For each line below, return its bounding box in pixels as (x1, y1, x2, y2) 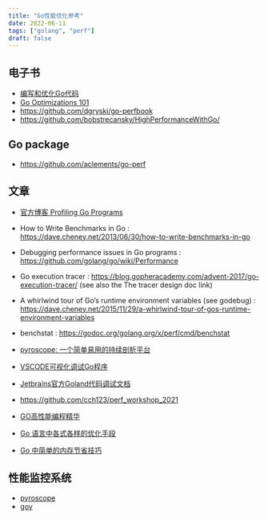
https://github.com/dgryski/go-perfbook (19, 106, 154, 116)
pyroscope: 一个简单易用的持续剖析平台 (19, 344, 150, 354)
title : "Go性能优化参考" (8, 11, 84, 20)
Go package (8, 138, 70, 152)
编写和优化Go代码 (19, 89, 79, 99)
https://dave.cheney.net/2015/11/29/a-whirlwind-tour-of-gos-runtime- (19, 304, 251, 314)
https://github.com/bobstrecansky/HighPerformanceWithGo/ (19, 115, 220, 124)
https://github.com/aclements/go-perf (19, 159, 146, 168)
